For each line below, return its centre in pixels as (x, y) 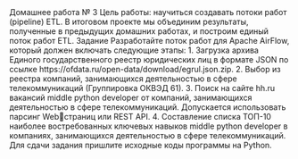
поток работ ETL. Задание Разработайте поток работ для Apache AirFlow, (149, 41)
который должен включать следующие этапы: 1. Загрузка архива (134, 50)
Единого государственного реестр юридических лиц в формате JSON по (149, 59)
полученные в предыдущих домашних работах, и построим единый (139, 31)
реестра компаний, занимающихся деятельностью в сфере (124, 79)
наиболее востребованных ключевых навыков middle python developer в (149, 126)
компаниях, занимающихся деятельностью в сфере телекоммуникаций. (148, 135)
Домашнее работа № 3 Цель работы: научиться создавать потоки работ (148, 12)
